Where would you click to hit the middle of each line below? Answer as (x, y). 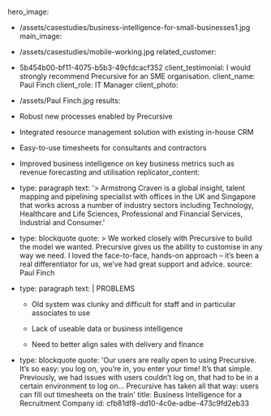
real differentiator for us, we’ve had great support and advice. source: (135, 264)
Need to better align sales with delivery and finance (118, 344)
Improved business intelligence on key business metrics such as (127, 163)
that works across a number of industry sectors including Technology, (136, 205)
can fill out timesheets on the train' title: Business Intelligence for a (131, 394)
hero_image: (28, 12)
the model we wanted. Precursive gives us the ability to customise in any (141, 247)
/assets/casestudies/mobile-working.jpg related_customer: (118, 52)
